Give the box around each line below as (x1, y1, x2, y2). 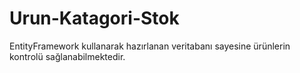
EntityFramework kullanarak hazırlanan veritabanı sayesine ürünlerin (9, 40, 291, 52)
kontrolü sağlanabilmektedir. (9, 50, 126, 62)
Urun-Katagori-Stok (9, 7, 180, 30)
